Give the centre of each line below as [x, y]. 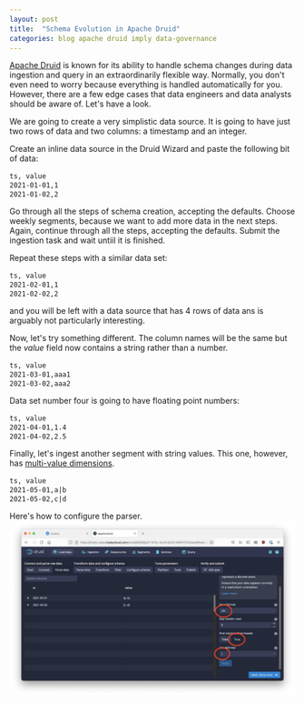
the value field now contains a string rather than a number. [119, 348]
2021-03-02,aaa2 [40, 384]
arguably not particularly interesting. [77, 321]
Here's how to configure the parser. [76, 516]
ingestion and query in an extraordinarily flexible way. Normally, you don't [147, 75]
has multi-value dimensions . [62, 463]
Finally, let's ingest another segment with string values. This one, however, [149, 454]
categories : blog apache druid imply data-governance [113, 38]
